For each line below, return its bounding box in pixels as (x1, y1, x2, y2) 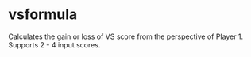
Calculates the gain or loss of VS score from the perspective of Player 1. (8, 32, 244, 41)
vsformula (8, 6, 78, 24)
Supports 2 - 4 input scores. (8, 40, 101, 49)
